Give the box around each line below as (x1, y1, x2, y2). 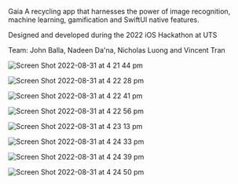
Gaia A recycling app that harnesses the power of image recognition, (8, 7, 231, 16)
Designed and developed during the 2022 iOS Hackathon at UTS (8, 31, 218, 39)
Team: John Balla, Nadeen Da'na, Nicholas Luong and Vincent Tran (8, 46, 225, 54)
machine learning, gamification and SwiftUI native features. (8, 15, 200, 24)
